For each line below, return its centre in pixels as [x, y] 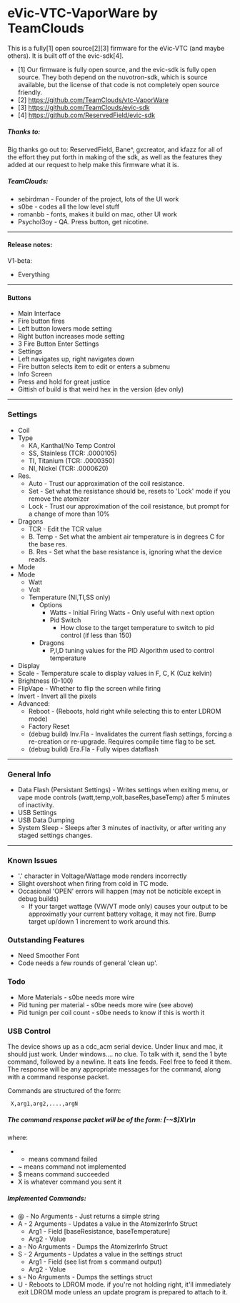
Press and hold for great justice [64, 382]
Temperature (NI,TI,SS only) [69, 597]
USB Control [29, 1031]
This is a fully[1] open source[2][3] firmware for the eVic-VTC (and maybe [116, 48]
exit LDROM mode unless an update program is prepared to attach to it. [122, 1292]
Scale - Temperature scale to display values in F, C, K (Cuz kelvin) [115, 673]
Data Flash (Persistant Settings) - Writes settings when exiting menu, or [123, 789]
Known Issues [32, 860]
